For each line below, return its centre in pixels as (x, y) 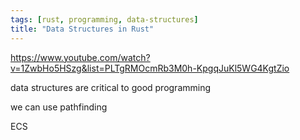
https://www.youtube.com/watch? (80, 57)
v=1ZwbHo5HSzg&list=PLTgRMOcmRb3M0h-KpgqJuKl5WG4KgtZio (150, 68)
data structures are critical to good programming (111, 87)
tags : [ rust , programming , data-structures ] (104, 19)
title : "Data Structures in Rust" (82, 29)
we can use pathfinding (59, 107)
